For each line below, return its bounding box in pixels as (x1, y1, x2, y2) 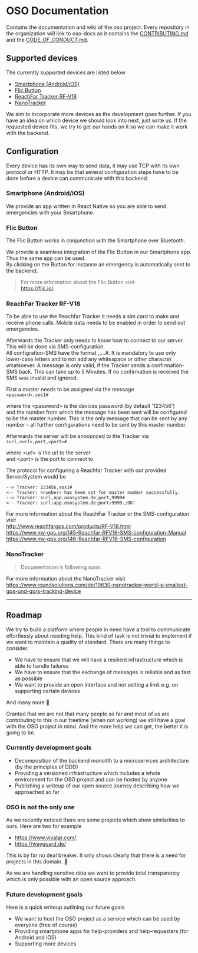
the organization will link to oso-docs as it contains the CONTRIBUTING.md (6, 29, 189, 37)
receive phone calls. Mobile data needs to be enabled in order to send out (6, 319, 186, 327)
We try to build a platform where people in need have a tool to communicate (6, 626, 190, 633)
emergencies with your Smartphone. (6, 209, 95, 216)
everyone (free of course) (14, 921, 78, 929)
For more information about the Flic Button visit (20, 279, 136, 286)
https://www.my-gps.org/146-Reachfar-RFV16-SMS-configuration (6, 535, 167, 543)
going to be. (6, 729, 35, 736)
